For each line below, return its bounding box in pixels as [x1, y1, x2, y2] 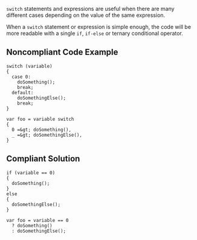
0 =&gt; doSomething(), [11, 126, 71, 132]
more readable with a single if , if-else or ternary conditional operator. [6, 30, 183, 37]
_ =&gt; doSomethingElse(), [11, 132, 83, 138]
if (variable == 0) [6, 169, 56, 176]
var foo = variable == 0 [6, 217, 69, 223]
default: [11, 89, 34, 96]
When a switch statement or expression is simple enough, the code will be [6, 24, 192, 30]
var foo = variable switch [6, 116, 74, 122]
